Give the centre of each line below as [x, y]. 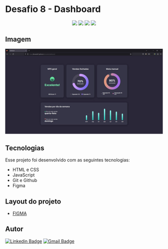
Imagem [18, 39]
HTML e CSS [26, 170]
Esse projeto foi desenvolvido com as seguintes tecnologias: [67, 160]
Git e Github [25, 180]
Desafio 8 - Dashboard [53, 9]
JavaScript [23, 175]
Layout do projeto [33, 201]
